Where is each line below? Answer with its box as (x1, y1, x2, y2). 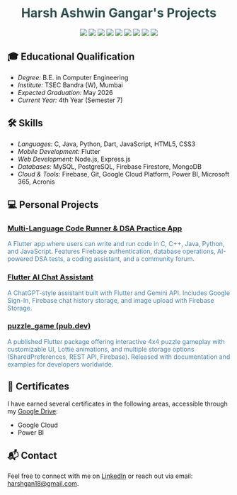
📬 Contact (7, 450, 57, 462)
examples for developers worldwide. (7, 360, 114, 368)
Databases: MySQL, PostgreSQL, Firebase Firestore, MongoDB (17, 162, 202, 171)
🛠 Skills (7, 117, 44, 129)
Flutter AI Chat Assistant (7, 272, 94, 282)
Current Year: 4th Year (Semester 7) (17, 96, 123, 104)
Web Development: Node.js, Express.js (17, 155, 131, 163)
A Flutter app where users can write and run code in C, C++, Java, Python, (7, 240, 225, 248)
